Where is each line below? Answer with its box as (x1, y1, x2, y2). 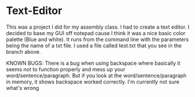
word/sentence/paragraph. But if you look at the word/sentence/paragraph (6, 72, 187, 79)
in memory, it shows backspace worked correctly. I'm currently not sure (6, 78, 180, 85)
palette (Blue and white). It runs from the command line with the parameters (6, 36, 189, 43)
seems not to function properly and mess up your (6, 65, 126, 72)
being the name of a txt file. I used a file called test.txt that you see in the (6, 42, 182, 49)
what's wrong (6, 84, 39, 91)
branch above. (6, 48, 41, 55)
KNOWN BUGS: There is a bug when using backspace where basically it (6, 60, 180, 67)
